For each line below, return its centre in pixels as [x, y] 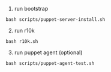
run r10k [25, 30]
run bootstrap [31, 9]
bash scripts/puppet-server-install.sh [55, 20]
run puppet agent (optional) [48, 52]
